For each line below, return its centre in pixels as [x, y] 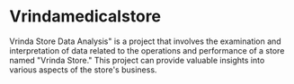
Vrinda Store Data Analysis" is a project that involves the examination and [145, 41]
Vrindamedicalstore [85, 17]
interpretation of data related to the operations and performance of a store [147, 50]
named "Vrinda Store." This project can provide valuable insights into [137, 60]
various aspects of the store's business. [83, 70]
